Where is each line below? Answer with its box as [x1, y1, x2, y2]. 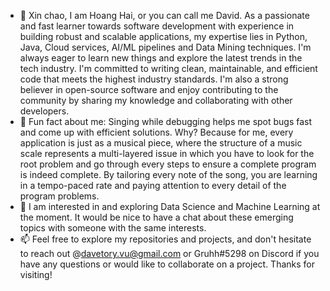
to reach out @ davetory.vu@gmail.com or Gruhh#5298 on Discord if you [19, 248, 320, 259]
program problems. [19, 190, 100, 202]
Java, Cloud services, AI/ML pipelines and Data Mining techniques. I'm [19, 41, 312, 53]
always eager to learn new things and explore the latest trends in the [19, 52, 303, 64]
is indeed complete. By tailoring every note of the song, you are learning [19, 169, 318, 180]
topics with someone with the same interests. [19, 222, 207, 234]
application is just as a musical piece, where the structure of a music [19, 137, 303, 149]
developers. [19, 105, 70, 117]
